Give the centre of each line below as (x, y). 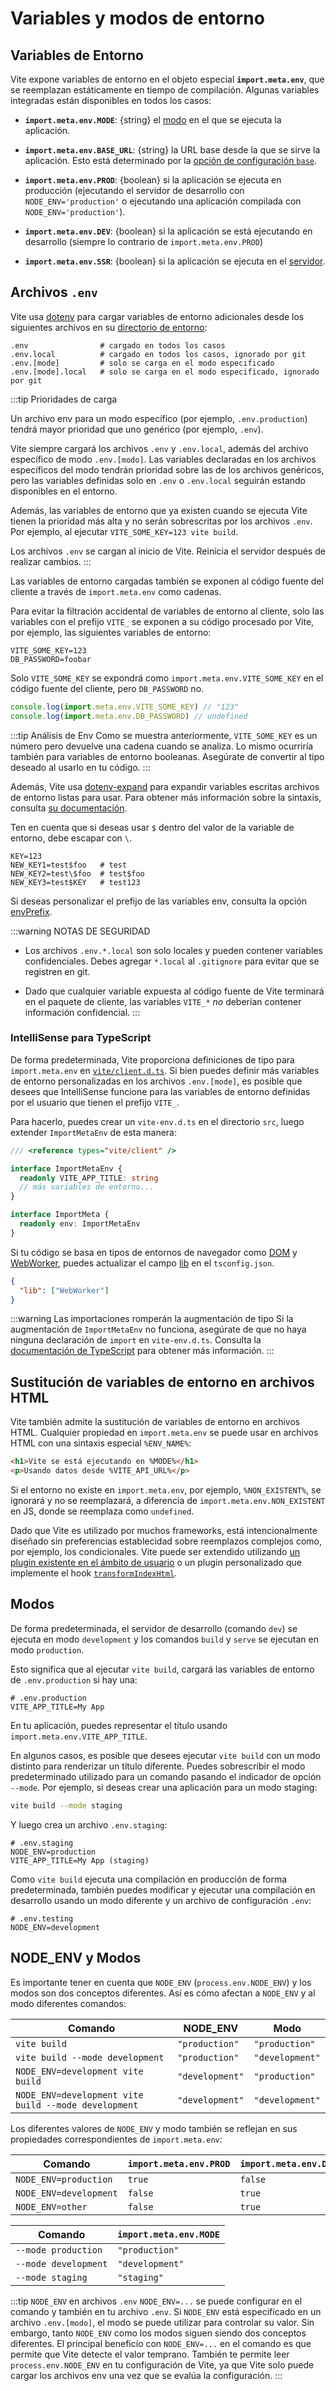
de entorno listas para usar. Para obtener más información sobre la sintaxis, (166, 797)
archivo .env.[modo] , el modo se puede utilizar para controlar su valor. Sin (162, 2322)
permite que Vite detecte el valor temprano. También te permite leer (150, 2354)
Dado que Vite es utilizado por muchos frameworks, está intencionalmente (164, 1531)
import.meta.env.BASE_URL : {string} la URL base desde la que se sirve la (172, 150)
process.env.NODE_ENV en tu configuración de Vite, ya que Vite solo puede (162, 2364)
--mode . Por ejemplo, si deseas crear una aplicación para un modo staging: (164, 1787)
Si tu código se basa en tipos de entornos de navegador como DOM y (154, 1252)
